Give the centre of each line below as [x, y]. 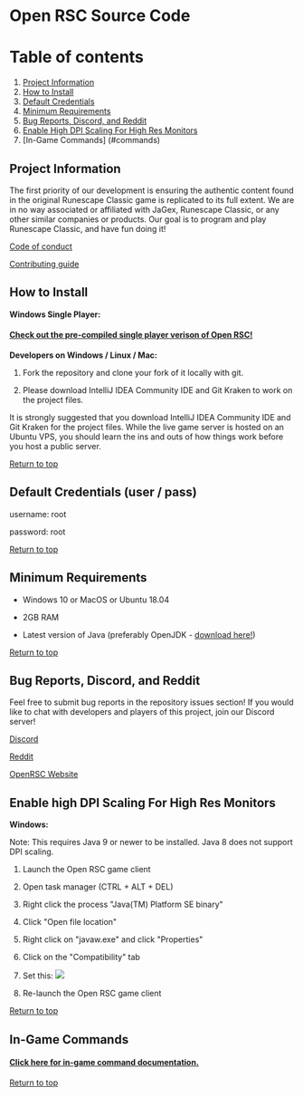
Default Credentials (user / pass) [103, 492]
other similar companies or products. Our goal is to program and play [138, 219]
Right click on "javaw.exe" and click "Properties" [113, 939]
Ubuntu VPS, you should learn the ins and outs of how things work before [147, 437]
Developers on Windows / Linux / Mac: [84, 355]
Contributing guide [44, 264]
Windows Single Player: [55, 314]
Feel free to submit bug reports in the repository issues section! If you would [151, 702]
